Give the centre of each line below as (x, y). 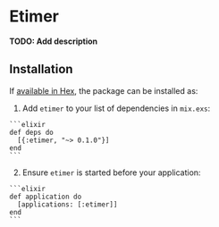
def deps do (31, 132)
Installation (41, 69)
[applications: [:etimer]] (67, 204)
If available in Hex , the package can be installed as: (104, 90)
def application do (46, 197)
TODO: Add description (54, 41)
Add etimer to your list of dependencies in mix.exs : (116, 108)
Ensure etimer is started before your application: (111, 172)
